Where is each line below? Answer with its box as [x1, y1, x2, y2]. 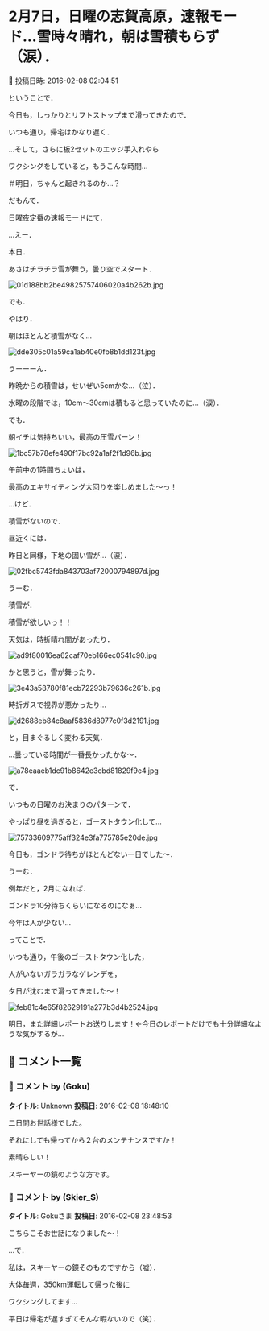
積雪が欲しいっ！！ [8, 617, 72, 626]
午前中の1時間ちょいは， [8, 465, 89, 474]
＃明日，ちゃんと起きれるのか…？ [8, 178, 121, 188]
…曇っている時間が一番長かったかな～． [8, 750, 142, 759]
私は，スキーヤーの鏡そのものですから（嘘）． [8, 1262, 160, 1272]
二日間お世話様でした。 [8, 1118, 86, 1127]
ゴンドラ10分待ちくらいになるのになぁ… [8, 900, 143, 910]
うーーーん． [8, 363, 51, 373]
